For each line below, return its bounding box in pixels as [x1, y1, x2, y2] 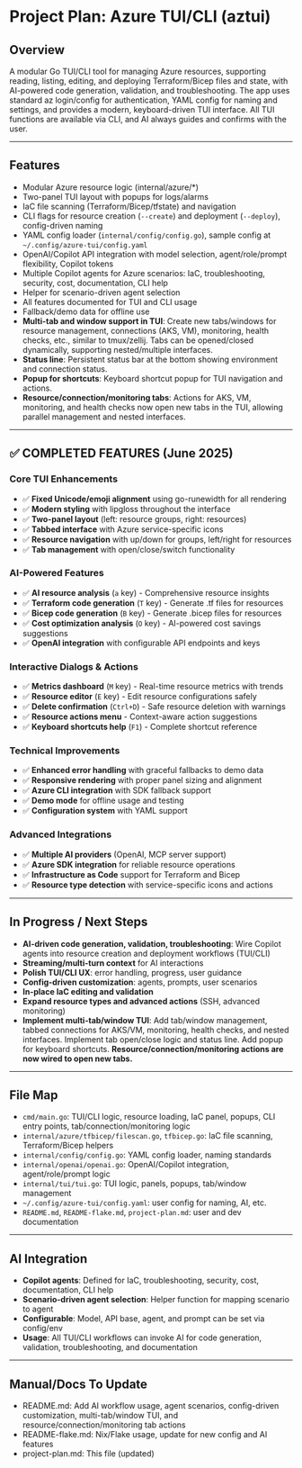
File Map [9, 1087, 58, 1103]
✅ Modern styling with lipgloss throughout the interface [22, 503, 231, 514]
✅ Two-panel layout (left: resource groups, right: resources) [22, 513, 247, 524]
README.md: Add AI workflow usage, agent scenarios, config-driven [22, 1400, 280, 1410]
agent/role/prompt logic [22, 1168, 111, 1180]
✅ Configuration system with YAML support [22, 806, 189, 816]
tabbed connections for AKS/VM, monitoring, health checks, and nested [22, 1024, 289, 1035]
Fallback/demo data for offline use [22, 306, 150, 317]
